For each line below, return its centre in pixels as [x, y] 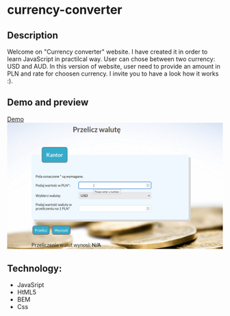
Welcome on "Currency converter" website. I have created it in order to [107, 52]
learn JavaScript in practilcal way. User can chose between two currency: [111, 59]
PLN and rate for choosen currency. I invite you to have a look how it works [113, 74]
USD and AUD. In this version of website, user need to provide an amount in [114, 66]
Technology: [35, 268]
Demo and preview [48, 103]
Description [33, 35]
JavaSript [30, 284]
